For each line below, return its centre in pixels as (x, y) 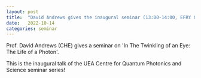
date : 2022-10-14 (31, 23)
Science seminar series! (36, 70)
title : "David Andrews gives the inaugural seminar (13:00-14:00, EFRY (99, 17)
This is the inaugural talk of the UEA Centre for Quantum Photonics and (94, 64)
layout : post (22, 12)
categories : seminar (32, 28)
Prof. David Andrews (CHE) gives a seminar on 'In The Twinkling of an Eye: (98, 46)
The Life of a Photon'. (33, 52)
